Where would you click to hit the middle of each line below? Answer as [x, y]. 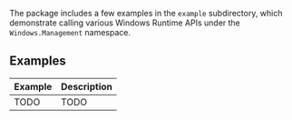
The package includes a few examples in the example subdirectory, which [146, 13]
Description [87, 86]
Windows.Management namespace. [70, 32]
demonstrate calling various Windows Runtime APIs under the [125, 23]
